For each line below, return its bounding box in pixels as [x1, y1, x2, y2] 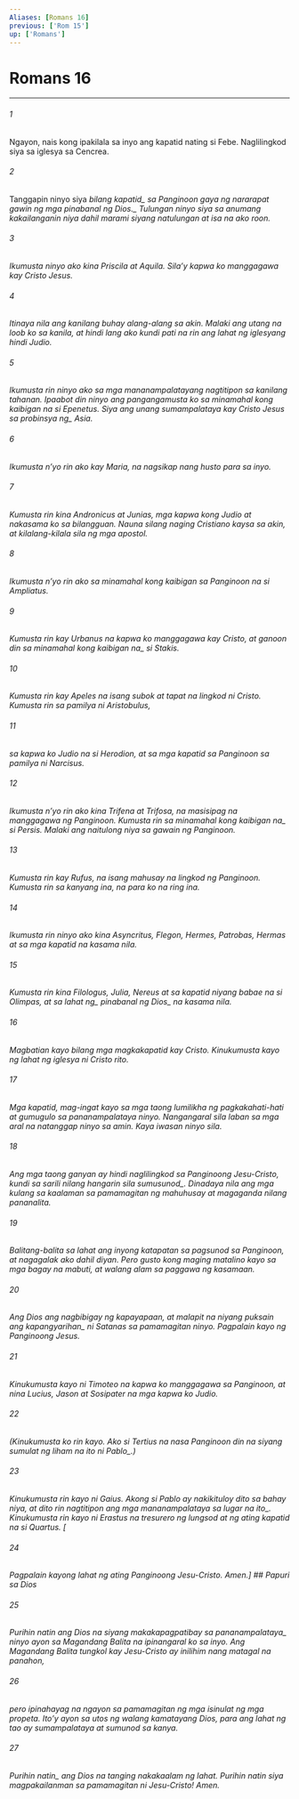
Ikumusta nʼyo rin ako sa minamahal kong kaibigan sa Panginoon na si [9, 576, 270, 586]
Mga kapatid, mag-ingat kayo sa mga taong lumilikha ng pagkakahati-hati [9, 1101, 285, 1112]
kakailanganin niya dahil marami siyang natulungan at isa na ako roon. [9, 213, 271, 223]
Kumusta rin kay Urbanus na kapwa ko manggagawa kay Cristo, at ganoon [9, 633, 287, 644]
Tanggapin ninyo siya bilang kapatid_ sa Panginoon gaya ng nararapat [9, 193, 270, 205]
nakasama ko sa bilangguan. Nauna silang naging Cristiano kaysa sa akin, [9, 518, 287, 529]
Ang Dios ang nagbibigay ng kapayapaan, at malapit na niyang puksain [9, 1311, 274, 1322]
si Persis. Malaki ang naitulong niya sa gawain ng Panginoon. [9, 824, 236, 835]
